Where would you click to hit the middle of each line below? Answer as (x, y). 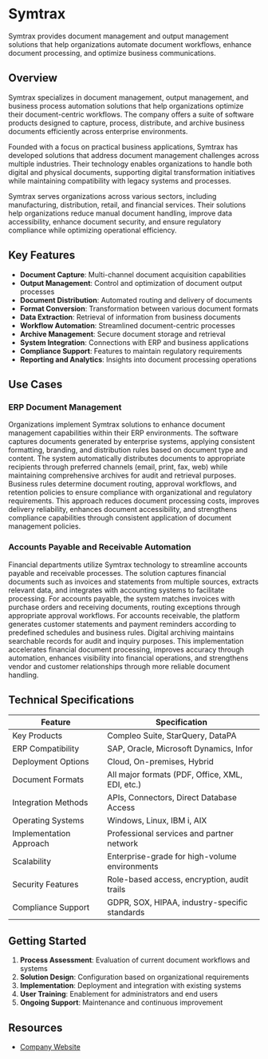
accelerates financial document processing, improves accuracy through (126, 649)
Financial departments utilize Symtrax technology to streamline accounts (128, 565)
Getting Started (47, 940)
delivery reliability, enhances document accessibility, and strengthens (123, 510)
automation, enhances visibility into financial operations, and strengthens (128, 658)
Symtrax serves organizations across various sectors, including (112, 196)
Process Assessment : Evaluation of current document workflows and (135, 960)
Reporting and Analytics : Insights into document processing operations (138, 359)
